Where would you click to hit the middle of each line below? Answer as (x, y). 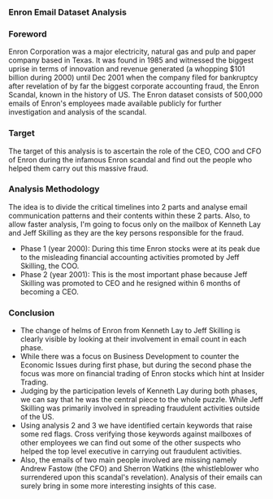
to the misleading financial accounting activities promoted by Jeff (130, 257)
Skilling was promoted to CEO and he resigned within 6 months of (130, 283)
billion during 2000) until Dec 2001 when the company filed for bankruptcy (133, 78)
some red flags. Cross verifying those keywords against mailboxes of (136, 434)
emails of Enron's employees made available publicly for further (115, 103)
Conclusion (32, 313)
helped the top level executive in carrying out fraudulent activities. (131, 451)
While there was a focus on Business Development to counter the (130, 357)
